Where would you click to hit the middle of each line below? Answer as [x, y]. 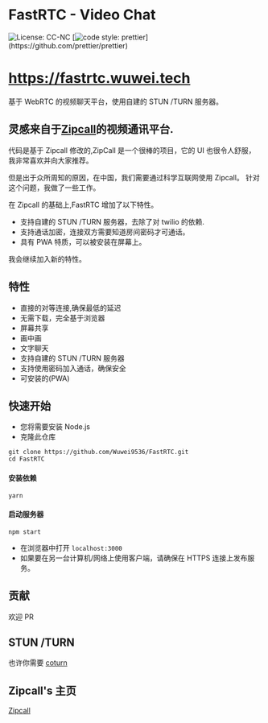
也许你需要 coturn [38, 663]
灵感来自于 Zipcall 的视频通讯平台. [91, 129]
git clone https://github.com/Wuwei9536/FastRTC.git [99, 452]
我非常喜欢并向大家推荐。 [51, 160]
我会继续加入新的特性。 [47, 258]
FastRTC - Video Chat [82, 15]
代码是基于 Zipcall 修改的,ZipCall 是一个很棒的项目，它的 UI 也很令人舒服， [132, 150]
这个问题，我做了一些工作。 [54, 188]
